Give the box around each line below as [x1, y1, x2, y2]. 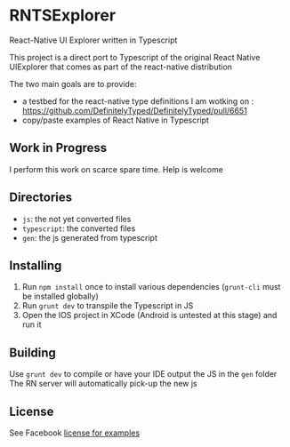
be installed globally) [21, 291, 100, 302]
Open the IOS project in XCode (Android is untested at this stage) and [21, 310, 278, 321]
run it [21, 319, 42, 330]
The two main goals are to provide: [9, 78, 137, 89]
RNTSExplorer [9, 5, 117, 26]
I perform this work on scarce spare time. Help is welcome [9, 164, 224, 174]
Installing [9, 258, 62, 273]
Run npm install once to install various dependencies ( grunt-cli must [21, 282, 281, 292]
